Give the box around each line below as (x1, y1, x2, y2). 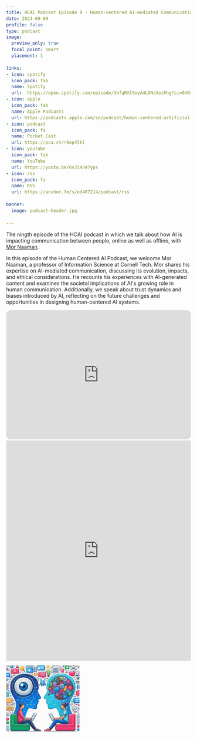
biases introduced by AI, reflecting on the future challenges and (6, 292, 160, 299)
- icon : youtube (6, 146, 46, 152)
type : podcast (6, 28, 41, 34)
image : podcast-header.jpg (11, 207, 77, 214)
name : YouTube (11, 158, 46, 164)
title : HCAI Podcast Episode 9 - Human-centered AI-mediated (6, 9, 159, 15)
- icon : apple (6, 96, 41, 102)
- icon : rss (6, 170, 35, 176)
